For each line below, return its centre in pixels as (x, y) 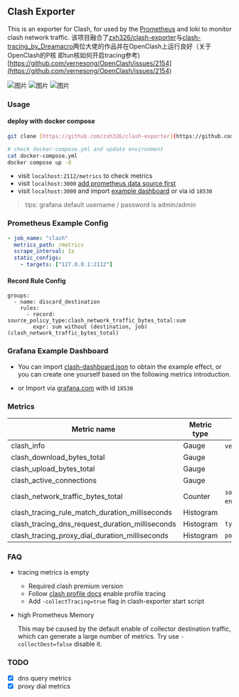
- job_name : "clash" (38, 238)
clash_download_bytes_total (58, 457)
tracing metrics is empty (53, 572)
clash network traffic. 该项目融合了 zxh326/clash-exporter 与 (95, 37)
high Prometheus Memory (56, 615)
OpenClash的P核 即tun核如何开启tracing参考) (74, 55)
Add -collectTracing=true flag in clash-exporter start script (116, 602)
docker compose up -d (39, 162)
